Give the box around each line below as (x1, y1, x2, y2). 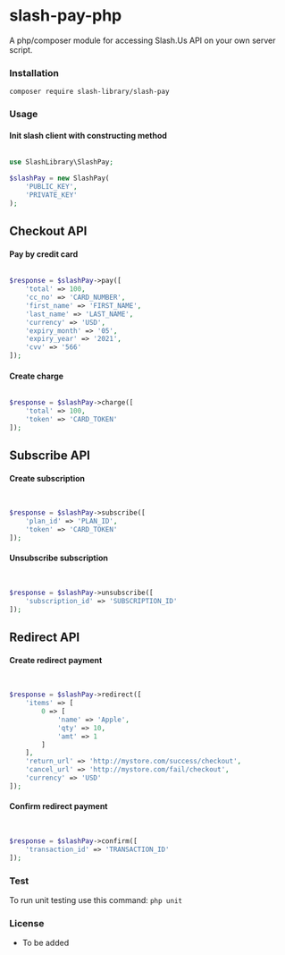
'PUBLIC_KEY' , (25, 183, 78, 192)
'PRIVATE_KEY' (25, 190, 78, 200)
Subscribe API (9, 448, 91, 464)
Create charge (9, 371, 64, 381)
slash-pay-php (9, 5, 122, 26)
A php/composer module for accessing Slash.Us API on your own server (9, 35, 276, 46)
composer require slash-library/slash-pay (9, 87, 170, 97)
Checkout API (9, 224, 88, 239)
